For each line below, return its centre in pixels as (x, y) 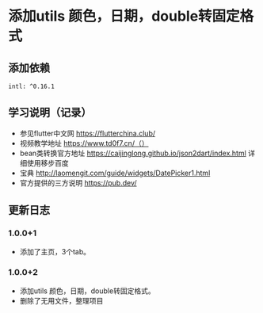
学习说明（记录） (50, 113)
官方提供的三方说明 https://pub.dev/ (78, 182)
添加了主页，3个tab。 (55, 251)
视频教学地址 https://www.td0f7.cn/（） (84, 143)
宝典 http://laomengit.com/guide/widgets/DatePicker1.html (115, 173)
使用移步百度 (48, 162)
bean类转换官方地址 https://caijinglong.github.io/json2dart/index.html (133, 153)
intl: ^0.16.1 (32, 86)
